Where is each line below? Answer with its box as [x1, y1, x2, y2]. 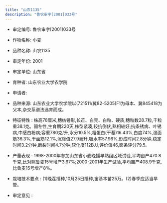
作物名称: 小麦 [12, 37, 41, 43]
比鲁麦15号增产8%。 [12, 165, 55, 171]
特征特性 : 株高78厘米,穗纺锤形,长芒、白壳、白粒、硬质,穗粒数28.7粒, [12, 117, 154, 123]
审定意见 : [12, 192, 33, 198]
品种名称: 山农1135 [12, 47, 51, 53]
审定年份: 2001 [12, 58, 43, 64]
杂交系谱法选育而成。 [22, 106, 66, 112]
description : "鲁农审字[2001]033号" [5, 12, 78, 17]
